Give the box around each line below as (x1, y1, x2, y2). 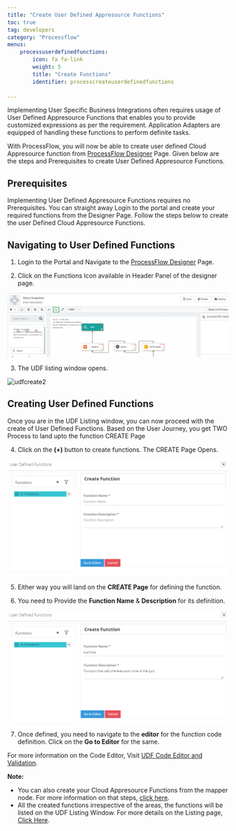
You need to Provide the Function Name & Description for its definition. (17, 596, 225, 605)
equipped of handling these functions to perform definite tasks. (7, 128, 191, 137)
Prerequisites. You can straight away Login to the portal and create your (7, 204, 216, 212)
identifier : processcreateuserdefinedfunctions (32, 78, 174, 85)
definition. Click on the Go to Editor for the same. (17, 737, 160, 746)
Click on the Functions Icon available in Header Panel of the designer (17, 271, 218, 280)
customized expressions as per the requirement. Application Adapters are (7, 121, 221, 130)
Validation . (7, 758, 38, 767)
